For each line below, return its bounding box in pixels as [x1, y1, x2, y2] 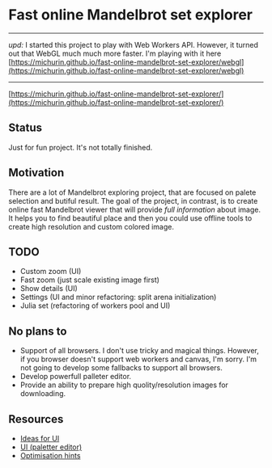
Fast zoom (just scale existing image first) [19, 275, 160, 285]
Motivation [8, 166, 65, 179]
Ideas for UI [19, 434, 60, 443]
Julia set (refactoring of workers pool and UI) [19, 301, 171, 310]
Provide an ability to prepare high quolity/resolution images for [19, 380, 229, 390]
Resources [8, 412, 64, 426]
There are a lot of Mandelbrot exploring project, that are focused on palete [8, 188, 257, 197]
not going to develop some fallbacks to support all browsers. [19, 363, 223, 373]
